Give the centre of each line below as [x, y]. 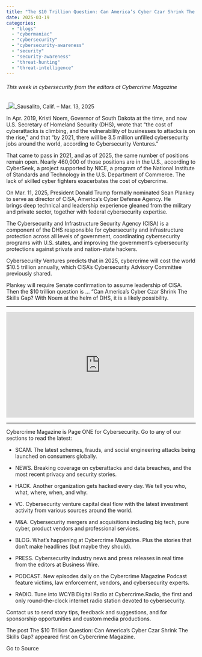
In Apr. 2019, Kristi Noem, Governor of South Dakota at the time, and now [97, 118]
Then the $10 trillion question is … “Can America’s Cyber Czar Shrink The [97, 291]
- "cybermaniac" [32, 34]
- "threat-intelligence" [43, 68]
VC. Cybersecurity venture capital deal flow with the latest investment [101, 504]
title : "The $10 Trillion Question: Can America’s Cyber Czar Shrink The [101, 12]
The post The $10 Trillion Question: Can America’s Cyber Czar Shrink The [97, 630]
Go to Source [23, 648]
